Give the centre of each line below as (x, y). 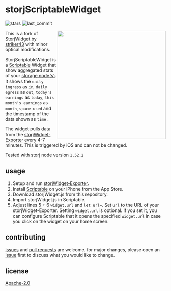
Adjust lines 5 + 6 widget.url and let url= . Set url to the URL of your (86, 205)
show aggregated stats (29, 70)
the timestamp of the (27, 114)
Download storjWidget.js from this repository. (60, 194)
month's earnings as (27, 102)
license (17, 271)
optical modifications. (28, 49)
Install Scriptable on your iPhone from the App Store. (68, 189)
